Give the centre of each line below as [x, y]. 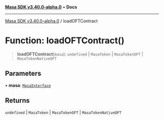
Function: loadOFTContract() [65, 41]
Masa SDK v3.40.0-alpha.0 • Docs [41, 7]
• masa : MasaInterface [28, 85]
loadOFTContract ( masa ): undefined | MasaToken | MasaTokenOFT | [80, 54]
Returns [18, 101]
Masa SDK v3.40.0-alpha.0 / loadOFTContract [51, 21]
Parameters [23, 74]
